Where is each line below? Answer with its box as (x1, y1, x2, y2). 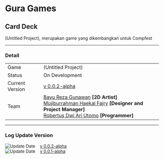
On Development (43, 72, 82, 79)
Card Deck (5, 22, 38, 31)
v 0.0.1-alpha (40, 148, 66, 154)
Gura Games (5, 3, 57, 14)
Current (7, 80, 25, 87)
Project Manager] (43, 106, 85, 113)
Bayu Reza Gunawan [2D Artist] (43, 94, 118, 100)
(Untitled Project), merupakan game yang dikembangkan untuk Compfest (5, 35, 152, 41)
